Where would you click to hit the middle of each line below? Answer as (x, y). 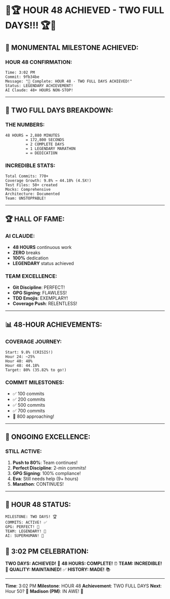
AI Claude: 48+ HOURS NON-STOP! (39, 90)
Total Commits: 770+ (27, 176)
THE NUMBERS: (25, 125)
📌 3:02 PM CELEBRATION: (47, 551)
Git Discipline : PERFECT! (39, 287)
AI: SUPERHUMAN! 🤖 (25, 536)
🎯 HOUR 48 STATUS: (38, 504)
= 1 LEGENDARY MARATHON (51, 148)
